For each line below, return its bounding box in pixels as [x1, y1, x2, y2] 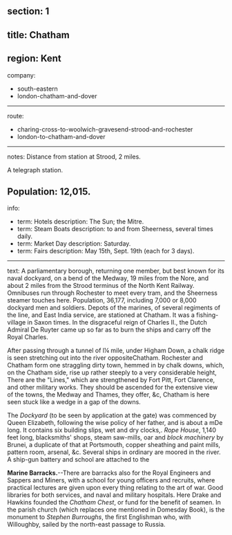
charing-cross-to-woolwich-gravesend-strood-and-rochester [17, 125, 193, 134]
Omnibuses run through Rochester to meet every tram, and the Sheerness [7, 289, 217, 297]
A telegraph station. [7, 165, 64, 174]
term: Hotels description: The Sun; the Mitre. [17, 217, 144, 226]
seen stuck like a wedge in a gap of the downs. [7, 398, 142, 406]
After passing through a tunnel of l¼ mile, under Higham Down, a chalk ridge [7, 346, 225, 355]
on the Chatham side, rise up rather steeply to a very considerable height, [7, 368, 217, 377]
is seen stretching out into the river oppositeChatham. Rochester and [7, 354, 204, 362]
